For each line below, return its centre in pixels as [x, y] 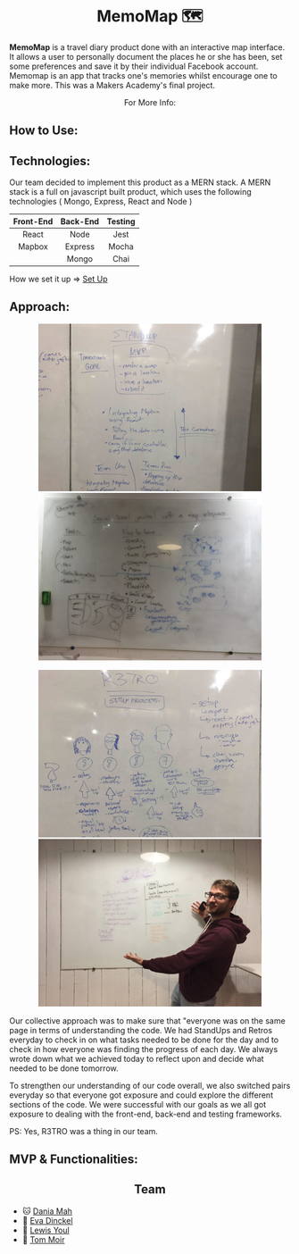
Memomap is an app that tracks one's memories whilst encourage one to [144, 75]
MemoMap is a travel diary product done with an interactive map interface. [147, 47]
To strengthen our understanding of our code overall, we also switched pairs [150, 1085]
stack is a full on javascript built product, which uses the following [130, 192]
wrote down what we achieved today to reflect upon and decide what [137, 1058]
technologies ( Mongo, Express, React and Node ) [101, 202]
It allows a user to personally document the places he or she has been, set [146, 56]
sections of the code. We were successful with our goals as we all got [138, 1104]
